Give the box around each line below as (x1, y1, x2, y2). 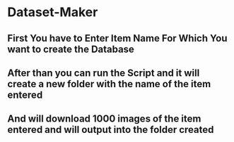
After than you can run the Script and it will (7, 67, 200, 79)
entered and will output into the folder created (7, 124, 214, 136)
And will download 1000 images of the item (7, 113, 201, 125)
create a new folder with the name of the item (7, 78, 211, 90)
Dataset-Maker (7, 4, 98, 20)
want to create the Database (7, 43, 134, 55)
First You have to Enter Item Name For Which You (7, 32, 228, 44)
